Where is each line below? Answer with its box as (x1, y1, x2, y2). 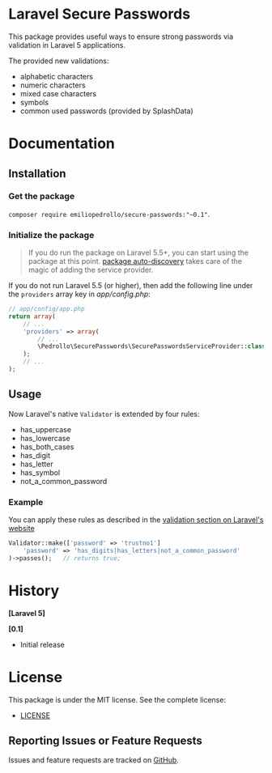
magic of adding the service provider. (28, 265, 154, 275)
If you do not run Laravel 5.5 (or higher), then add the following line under (8, 281, 253, 291)
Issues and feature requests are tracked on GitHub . (8, 755, 180, 765)
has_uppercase (19, 424, 71, 434)
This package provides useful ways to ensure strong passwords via (8, 32, 234, 41)
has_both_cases (19, 442, 74, 452)
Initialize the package (8, 229, 95, 240)
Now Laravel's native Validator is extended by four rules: (8, 409, 200, 418)
